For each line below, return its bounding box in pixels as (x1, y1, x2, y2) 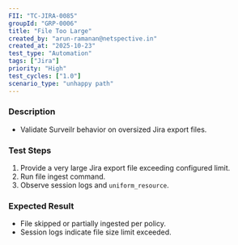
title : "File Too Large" (8, 27, 92, 35)
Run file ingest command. (19, 171, 106, 182)
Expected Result (8, 201, 74, 212)
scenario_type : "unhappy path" (8, 79, 114, 87)
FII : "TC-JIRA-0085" (8, 11, 79, 20)
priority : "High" (8, 65, 67, 73)
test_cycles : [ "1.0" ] (8, 72, 82, 80)
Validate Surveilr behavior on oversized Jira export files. (19, 125, 207, 134)
